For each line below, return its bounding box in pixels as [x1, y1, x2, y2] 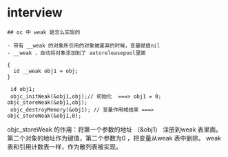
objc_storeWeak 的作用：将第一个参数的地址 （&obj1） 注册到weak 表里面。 [7, 125, 222, 134]
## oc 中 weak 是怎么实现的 [7, 29, 81, 36]
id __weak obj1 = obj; [13, 67, 79, 74]
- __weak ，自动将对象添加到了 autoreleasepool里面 [7, 50, 146, 56]
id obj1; [10, 85, 36, 92]
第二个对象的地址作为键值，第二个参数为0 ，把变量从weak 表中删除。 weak [7, 134, 222, 142]
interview [7, 5, 63, 21]
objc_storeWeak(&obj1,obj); [7, 98, 88, 106]
